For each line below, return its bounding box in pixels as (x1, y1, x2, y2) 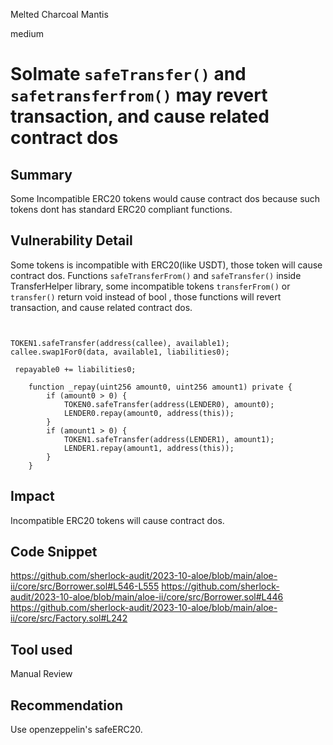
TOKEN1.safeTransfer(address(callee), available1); (10, 338, 230, 348)
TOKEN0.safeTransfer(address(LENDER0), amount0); (63, 399, 275, 409)
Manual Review (10, 668, 73, 680)
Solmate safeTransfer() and (10, 63, 247, 86)
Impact (10, 488, 55, 505)
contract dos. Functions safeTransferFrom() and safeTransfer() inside (10, 269, 302, 281)
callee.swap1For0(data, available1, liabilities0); (10, 347, 230, 357)
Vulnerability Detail (10, 232, 133, 249)
